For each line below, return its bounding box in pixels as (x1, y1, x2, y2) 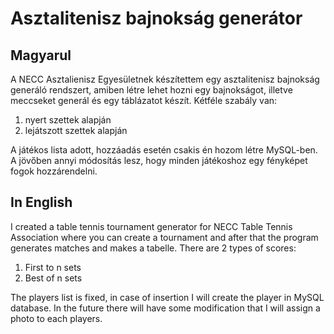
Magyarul (10, 47, 72, 64)
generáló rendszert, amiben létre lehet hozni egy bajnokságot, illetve (10, 84, 293, 96)
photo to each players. (10, 312, 103, 324)
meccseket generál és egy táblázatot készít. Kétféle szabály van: (10, 95, 278, 106)
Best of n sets (24, 272, 83, 284)
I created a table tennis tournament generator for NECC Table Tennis (10, 220, 293, 232)
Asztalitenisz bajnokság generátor (10, 7, 303, 30)
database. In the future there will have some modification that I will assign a (10, 302, 321, 314)
